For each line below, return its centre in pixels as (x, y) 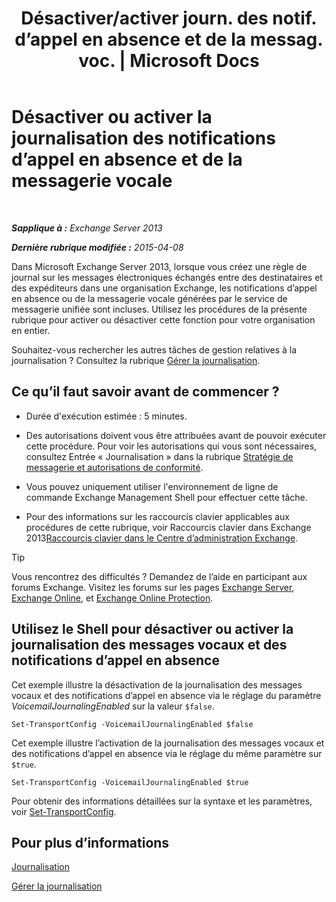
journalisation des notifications (143, 138)
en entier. (31, 330)
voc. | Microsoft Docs (169, 61)
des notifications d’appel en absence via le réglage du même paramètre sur (167, 753)
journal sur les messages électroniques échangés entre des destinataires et (167, 277)
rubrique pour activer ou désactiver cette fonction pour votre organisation (163, 319)
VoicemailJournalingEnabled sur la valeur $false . (113, 706)
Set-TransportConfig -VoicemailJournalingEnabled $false (132, 724)
